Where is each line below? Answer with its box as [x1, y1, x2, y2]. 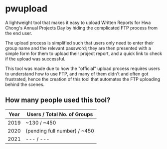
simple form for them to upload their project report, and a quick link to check [5, 50, 163, 56]
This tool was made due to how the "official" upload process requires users [5, 65, 161, 71]
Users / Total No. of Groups [26, 110, 93, 117]
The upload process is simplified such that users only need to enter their [5, 39, 155, 45]
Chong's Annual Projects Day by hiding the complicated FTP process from [5, 24, 158, 30]
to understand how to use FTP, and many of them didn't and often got [5, 70, 149, 76]
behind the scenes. [5, 81, 45, 87]
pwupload [5, 3, 48, 14]
